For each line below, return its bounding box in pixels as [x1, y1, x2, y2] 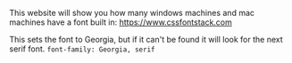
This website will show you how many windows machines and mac [9, 8, 255, 18]
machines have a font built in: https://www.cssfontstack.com [9, 17, 232, 28]
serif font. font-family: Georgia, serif [9, 43, 155, 54]
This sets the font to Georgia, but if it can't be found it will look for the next [9, 35, 283, 44]
